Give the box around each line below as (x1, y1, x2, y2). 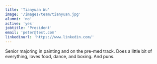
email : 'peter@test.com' (5, 30, 57, 35)
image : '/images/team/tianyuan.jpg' (5, 12, 81, 17)
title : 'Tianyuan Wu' (5, 7, 50, 12)
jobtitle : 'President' (5, 26, 52, 31)
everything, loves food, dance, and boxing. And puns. (5, 53, 115, 59)
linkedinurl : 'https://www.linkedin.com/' (5, 35, 94, 40)
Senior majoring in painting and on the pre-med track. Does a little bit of (5, 48, 153, 54)
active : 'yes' (5, 21, 35, 26)
